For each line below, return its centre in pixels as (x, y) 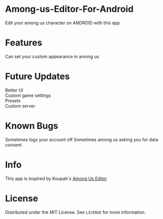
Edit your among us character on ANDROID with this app (62, 23)
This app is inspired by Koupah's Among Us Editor (56, 178)
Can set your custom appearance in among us (52, 56)
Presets (13, 100)
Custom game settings (28, 95)
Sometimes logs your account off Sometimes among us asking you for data (82, 139)
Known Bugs (32, 126)
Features (24, 43)
